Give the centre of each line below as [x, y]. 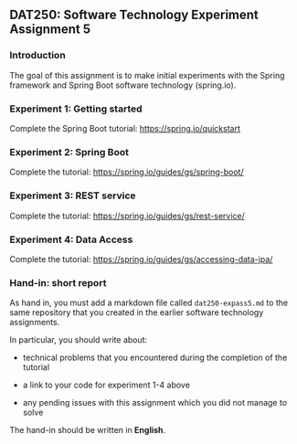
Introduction [37, 56]
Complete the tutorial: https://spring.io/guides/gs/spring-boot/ [127, 172]
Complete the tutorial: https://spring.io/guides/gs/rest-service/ [127, 216]
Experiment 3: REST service [73, 196]
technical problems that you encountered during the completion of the [155, 358]
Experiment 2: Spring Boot [69, 152]
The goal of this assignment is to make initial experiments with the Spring [147, 75]
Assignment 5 [50, 30]
